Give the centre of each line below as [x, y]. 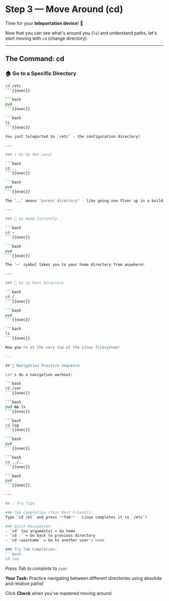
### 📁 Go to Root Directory [35, 283]
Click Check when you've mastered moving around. [59, 593]
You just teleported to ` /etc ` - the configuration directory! [73, 136]
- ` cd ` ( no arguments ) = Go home [40, 531]
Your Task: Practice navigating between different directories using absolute [83, 578]
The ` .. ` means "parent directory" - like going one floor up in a [77, 201]
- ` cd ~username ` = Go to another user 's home [55, 540]
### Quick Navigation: [29, 526]
